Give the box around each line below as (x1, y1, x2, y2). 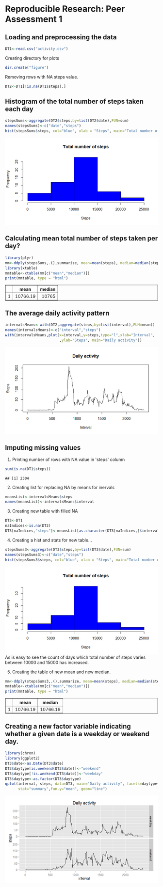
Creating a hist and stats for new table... (12, 537, 92, 543)
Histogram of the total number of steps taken (5, 97, 144, 106)
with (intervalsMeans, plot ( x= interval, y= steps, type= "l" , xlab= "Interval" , (5, 333, 155, 338)
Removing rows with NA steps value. (5, 74, 79, 79)
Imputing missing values (5, 443, 81, 452)
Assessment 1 (5, 14, 63, 25)
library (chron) (5, 751, 36, 756)
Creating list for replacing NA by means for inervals (12, 484, 115, 490)
